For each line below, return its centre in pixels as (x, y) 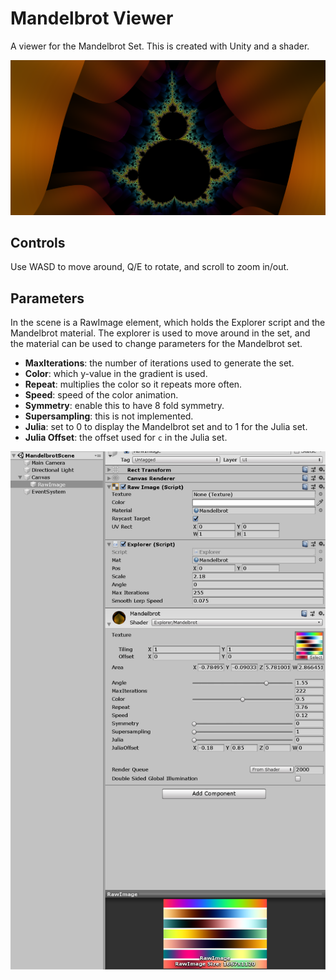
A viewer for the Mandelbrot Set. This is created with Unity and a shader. (160, 46)
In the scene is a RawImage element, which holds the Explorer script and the (168, 323)
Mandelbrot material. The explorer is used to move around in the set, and (160, 333)
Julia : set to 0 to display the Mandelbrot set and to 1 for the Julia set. (166, 427)
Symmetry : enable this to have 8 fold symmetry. (124, 406)
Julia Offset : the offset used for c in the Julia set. (126, 438)
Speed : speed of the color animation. (101, 395)
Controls (38, 242)
